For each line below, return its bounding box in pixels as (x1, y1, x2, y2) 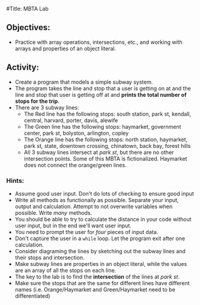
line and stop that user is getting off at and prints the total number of (14, 91, 187, 98)
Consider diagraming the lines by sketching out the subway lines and (14, 247, 186, 254)
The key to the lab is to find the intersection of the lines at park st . (14, 273, 180, 280)
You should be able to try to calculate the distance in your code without (14, 215, 192, 223)
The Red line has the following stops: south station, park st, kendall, (23, 110, 191, 117)
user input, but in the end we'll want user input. (14, 222, 132, 229)
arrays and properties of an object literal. (14, 45, 117, 52)
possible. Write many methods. (14, 209, 92, 216)
